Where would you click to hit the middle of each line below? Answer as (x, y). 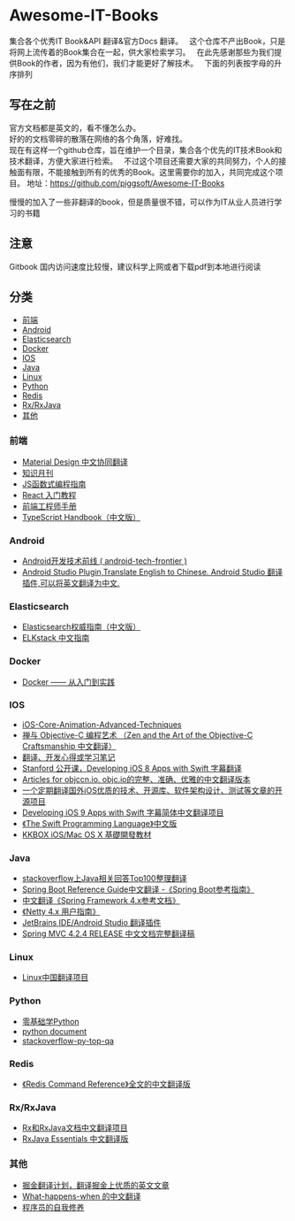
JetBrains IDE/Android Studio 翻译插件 (91, 923)
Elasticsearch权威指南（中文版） (81, 627)
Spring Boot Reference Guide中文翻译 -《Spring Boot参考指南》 (138, 889)
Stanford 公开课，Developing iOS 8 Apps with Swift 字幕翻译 (132, 768)
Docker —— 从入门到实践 (68, 681)
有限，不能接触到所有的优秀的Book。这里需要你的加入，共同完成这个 (150, 172)
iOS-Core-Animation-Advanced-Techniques (102, 724)
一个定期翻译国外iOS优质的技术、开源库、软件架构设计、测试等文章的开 (152, 790)
